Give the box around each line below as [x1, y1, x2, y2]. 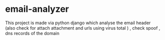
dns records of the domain [5, 30, 60, 36]
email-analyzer [5, 3, 69, 15]
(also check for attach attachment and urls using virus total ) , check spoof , [5, 25, 161, 31]
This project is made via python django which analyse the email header [5, 20, 151, 26]
